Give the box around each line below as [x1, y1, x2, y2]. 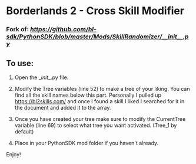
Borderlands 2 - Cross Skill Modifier [6, 4, 184, 18]
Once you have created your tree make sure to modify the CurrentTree [14, 115, 186, 122]
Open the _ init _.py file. [14, 74, 69, 81]
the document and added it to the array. [14, 104, 111, 111]
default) [14, 128, 34, 135]
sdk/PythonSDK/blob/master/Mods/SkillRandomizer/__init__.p [6, 32, 189, 41]
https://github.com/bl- [30, 25, 97, 34]
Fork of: [6, 25, 29, 34]
